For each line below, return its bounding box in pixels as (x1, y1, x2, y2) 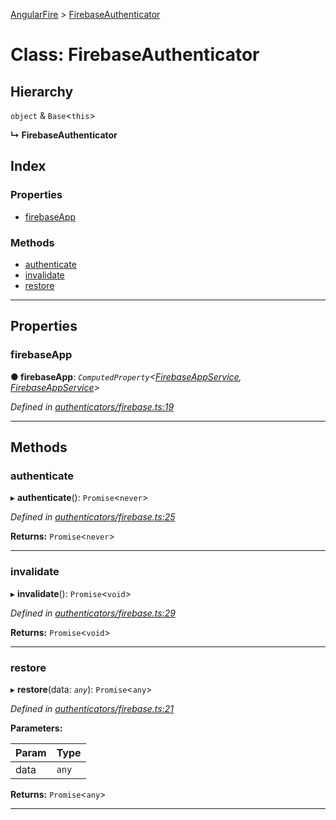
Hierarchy (10, 83, 74, 100)
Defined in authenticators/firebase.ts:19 (10, 400, 175, 413)
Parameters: (10, 722, 63, 734)
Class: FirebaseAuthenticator (10, 44, 260, 66)
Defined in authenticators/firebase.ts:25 (10, 511, 176, 523)
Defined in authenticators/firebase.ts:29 (10, 607, 176, 619)
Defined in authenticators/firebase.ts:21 (10, 702, 174, 714)
